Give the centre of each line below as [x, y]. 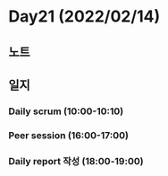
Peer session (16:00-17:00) [68, 135]
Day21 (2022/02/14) [84, 17]
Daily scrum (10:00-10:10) [66, 111]
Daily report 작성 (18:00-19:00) [76, 161]
